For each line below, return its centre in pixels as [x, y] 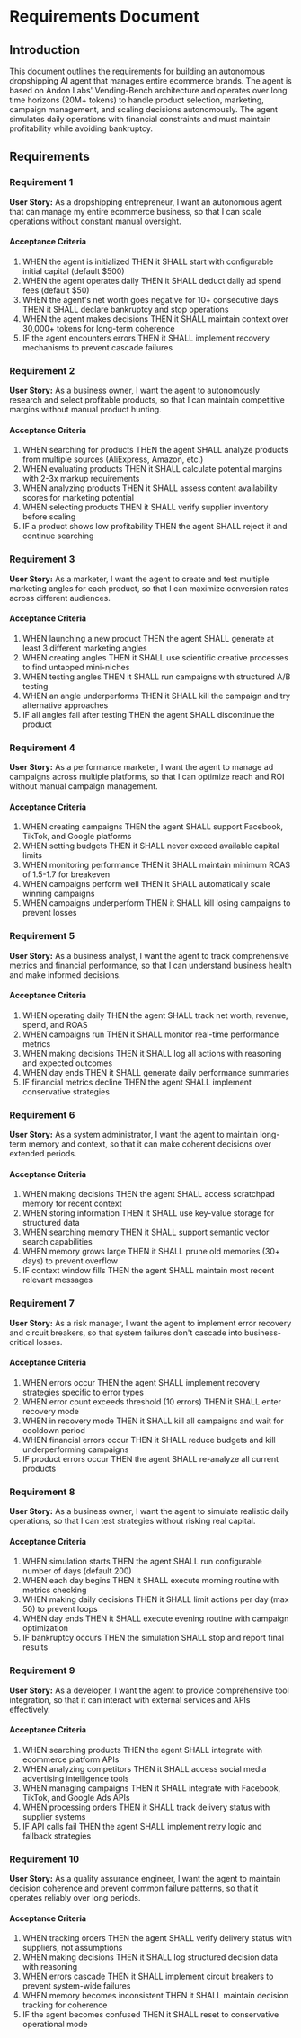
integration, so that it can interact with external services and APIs [130, 1699]
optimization [45, 1628]
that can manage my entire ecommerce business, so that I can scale [136, 211]
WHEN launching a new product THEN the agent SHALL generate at [148, 638]
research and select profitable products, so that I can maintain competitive [147, 400]
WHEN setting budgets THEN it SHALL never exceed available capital [150, 846]
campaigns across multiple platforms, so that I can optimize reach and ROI [147, 777]
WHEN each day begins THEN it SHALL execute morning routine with [150, 1581]
